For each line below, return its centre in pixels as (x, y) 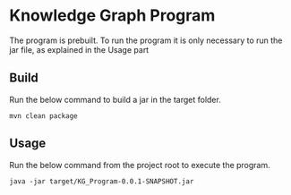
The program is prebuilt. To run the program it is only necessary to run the (146, 40)
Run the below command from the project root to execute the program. (140, 165)
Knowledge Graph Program (112, 16)
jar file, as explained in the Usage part (79, 49)
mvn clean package (43, 116)
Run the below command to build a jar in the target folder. (115, 99)
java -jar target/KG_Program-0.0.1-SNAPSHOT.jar (102, 181)
